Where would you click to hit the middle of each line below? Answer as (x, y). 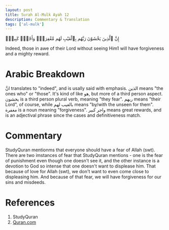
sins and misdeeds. (25, 182)
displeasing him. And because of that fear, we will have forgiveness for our (83, 177)
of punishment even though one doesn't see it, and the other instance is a (82, 161)
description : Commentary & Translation (47, 19)
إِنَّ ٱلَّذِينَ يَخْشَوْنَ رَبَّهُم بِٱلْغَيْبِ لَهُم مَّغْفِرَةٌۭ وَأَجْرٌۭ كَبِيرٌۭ (62, 39)
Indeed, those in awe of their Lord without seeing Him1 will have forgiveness (85, 48)
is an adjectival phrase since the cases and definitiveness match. (73, 115)
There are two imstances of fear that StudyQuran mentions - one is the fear (84, 155)
